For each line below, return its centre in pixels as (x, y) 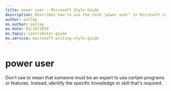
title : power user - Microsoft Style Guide (52, 10)
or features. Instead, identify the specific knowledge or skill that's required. (84, 83)
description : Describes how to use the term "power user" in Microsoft (83, 15)
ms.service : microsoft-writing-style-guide (52, 39)
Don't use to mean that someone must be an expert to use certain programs (85, 77)
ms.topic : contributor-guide (36, 34)
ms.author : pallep (25, 24)
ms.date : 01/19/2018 (27, 29)
